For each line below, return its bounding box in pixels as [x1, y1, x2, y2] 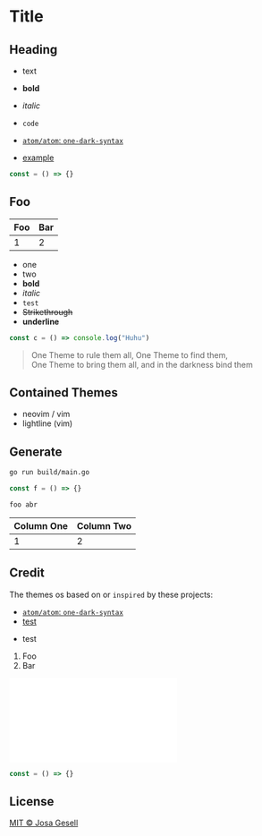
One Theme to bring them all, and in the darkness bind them [30, 359, 253, 370]
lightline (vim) [21, 418, 73, 429]
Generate [9, 444, 63, 459]
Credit [9, 566, 45, 581]
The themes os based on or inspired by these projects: [9, 589, 214, 600]
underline [21, 316, 60, 327]
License [9, 794, 55, 809]
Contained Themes [9, 385, 118, 400]
